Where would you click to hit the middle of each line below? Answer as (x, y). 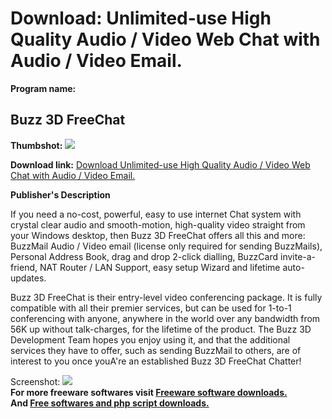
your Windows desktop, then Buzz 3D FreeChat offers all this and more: (158, 235)
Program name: (43, 88)
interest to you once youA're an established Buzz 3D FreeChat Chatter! (156, 361)
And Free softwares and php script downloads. (110, 403)
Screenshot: (35, 381)
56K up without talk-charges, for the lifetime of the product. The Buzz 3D (161, 329)
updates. (28, 278)
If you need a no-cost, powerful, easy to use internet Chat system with (156, 214)
